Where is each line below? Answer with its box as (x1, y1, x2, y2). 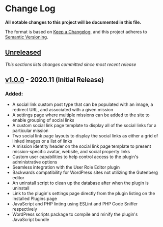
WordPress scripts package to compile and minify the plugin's (12, 211, 138, 217)
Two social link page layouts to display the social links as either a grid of (12, 133, 159, 139)
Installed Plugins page (12, 195, 57, 202)
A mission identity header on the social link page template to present (12, 143, 151, 149)
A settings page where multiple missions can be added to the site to (12, 112, 150, 118)
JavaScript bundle (12, 217, 50, 223)
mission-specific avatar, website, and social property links (12, 149, 130, 155)
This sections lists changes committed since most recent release (5, 61, 136, 67)
